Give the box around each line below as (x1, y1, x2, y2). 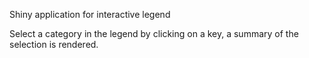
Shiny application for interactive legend (9, 9, 171, 20)
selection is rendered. (9, 39, 99, 50)
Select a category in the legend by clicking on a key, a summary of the (9, 28, 299, 39)
